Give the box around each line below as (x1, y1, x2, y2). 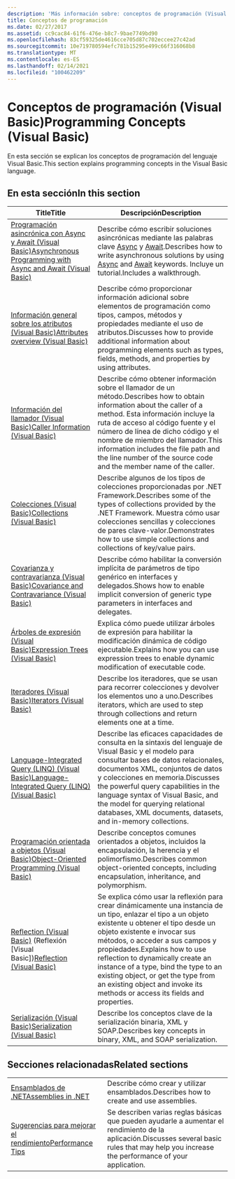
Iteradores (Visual (10, 687, 70, 697)
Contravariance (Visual (10, 589, 86, 599)
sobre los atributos (10, 319, 73, 329)
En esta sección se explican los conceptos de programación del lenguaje (7, 152, 218, 161)
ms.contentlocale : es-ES (7, 56, 80, 63)
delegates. (97, 607, 132, 617)
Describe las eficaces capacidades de (97, 729, 223, 739)
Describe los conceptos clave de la (97, 1009, 213, 1018)
